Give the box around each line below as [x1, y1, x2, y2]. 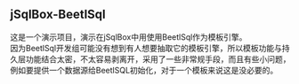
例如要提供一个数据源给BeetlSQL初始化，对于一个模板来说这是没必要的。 [10, 65, 279, 75]
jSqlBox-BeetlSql [10, 7, 106, 22]
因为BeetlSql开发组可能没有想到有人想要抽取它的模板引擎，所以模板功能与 [10, 42, 283, 53]
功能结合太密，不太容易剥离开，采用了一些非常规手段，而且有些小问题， [25, 53, 291, 65]
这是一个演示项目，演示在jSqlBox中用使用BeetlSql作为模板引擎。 [10, 31, 247, 42]
